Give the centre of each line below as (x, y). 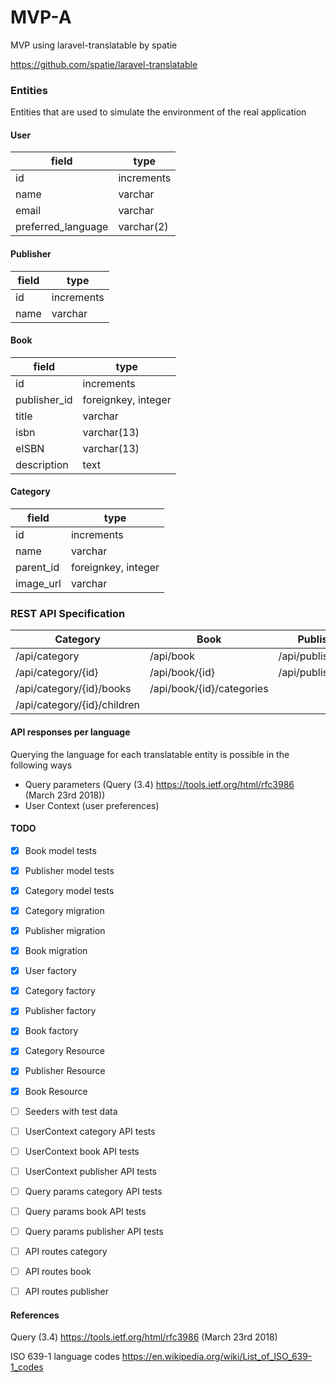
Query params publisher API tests (94, 1231)
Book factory (51, 1031)
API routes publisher (67, 1292)
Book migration (56, 951)
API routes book (58, 1272)
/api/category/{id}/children (78, 705)
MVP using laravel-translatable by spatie (94, 45)
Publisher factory (60, 1011)
